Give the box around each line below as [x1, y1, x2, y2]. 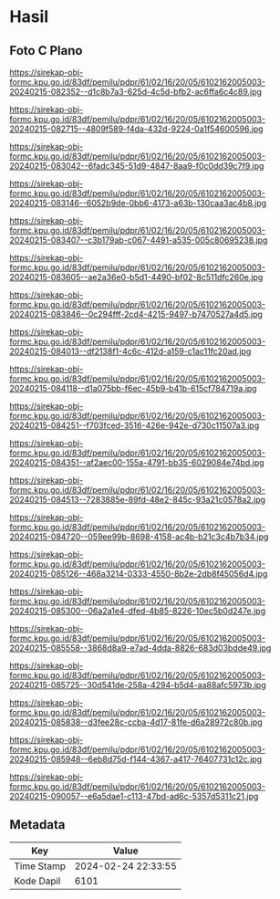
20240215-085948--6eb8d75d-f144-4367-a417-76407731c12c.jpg [9, 754, 263, 764]
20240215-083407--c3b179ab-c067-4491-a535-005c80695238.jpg [9, 235, 268, 246]
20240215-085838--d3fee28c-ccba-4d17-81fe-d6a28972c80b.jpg [9, 716, 263, 727]
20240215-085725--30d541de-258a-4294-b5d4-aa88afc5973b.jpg [9, 680, 266, 690]
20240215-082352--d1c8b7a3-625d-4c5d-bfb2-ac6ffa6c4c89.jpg [9, 87, 263, 97]
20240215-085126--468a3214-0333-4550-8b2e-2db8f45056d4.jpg [9, 569, 268, 579]
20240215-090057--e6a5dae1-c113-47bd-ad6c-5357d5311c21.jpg [9, 791, 259, 801]
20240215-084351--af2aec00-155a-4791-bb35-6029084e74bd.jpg [9, 457, 264, 467]
